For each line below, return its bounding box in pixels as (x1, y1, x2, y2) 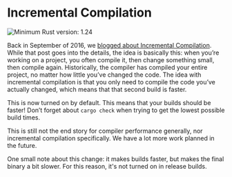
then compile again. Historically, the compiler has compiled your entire (7, 63, 208, 71)
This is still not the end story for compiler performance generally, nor (7, 127, 203, 135)
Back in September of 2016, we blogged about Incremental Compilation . (7, 41, 212, 49)
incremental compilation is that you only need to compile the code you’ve (7, 77, 216, 86)
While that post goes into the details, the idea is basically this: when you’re (7, 48, 220, 57)
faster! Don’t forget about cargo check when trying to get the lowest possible (7, 106, 225, 114)
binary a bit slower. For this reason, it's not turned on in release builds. (7, 162, 207, 170)
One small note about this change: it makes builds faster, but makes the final (7, 154, 224, 163)
